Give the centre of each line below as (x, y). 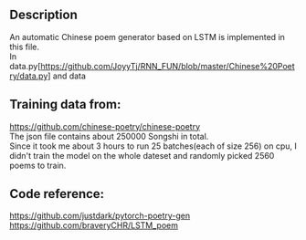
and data (69, 76)
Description (43, 15)
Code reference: (57, 194)
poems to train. (38, 165)
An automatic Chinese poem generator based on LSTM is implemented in (148, 37)
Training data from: (65, 104)
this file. (24, 47)
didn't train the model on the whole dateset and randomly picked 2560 (142, 155)
